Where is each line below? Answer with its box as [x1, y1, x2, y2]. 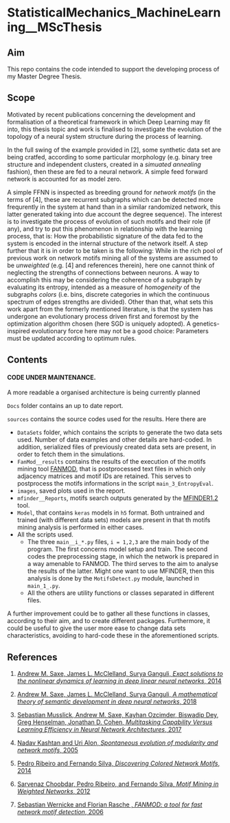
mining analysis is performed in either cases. [16, 523, 144, 532]
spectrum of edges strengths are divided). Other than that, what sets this [7, 297, 214, 306]
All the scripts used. [16, 530, 74, 539]
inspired [7, 326, 30, 335]
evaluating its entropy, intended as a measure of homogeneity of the [7, 283, 200, 291]
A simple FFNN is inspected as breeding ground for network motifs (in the [7, 188, 216, 196]
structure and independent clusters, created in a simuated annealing [7, 160, 201, 168]
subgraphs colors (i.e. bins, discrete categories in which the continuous [7, 290, 210, 298]
